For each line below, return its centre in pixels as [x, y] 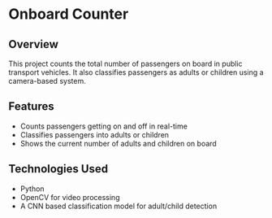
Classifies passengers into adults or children [94, 134]
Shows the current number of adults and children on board [118, 143]
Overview [34, 44]
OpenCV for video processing [70, 197]
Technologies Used [58, 169]
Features [31, 107]
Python [32, 189]
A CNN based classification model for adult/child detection [119, 206]
